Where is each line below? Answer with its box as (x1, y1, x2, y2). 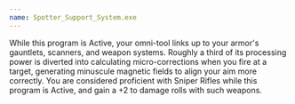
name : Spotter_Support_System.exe (9, 12, 138, 22)
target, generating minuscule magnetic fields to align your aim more (9, 66, 258, 76)
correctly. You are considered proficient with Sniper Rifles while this (9, 75, 258, 85)
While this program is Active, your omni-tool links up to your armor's (9, 37, 259, 48)
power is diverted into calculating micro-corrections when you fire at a (9, 56, 267, 67)
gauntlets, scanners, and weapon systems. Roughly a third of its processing (9, 46, 287, 58)
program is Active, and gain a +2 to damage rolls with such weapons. (9, 84, 262, 95)
